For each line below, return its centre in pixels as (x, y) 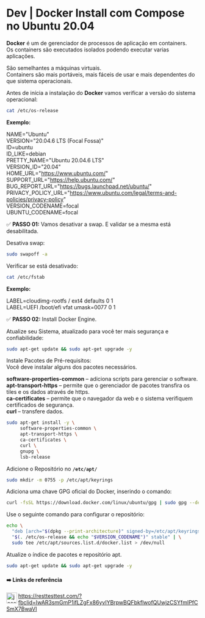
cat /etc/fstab (26, 277)
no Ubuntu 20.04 (50, 26)
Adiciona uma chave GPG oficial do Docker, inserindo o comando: (89, 492)
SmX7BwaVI (22, 609)
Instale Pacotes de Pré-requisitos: (49, 361)
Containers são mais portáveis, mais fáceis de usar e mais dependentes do (101, 74)
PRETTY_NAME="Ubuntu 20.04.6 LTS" (55, 160)
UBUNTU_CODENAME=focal (42, 212)
